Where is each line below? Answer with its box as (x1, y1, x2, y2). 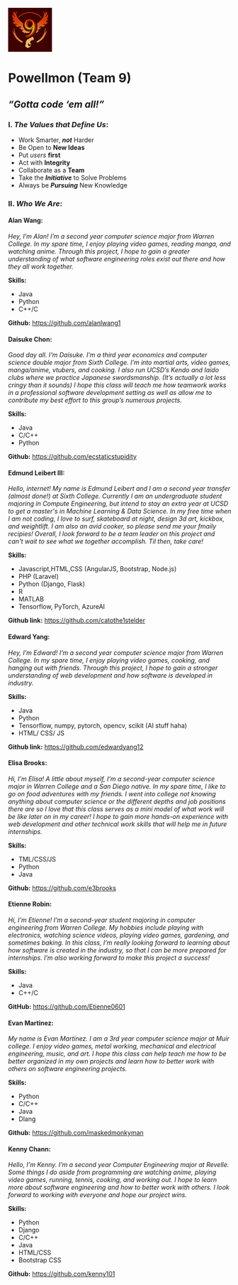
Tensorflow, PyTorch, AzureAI (18, 602, 106, 611)
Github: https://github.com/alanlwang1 (8, 319, 121, 327)
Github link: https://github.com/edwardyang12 (8, 742, 144, 751)
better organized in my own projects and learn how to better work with (8, 1057, 215, 1066)
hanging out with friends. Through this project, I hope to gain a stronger (8, 663, 218, 672)
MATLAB (18, 595, 45, 604)
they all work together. (8, 262, 74, 271)
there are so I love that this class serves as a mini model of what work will (8, 804, 225, 813)
